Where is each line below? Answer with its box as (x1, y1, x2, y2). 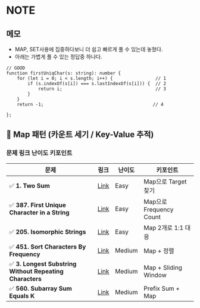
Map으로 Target (143, 177, 187, 185)
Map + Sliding (143, 263, 183, 272)
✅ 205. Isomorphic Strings (9, 228, 86, 236)
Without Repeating (9, 267, 64, 275)
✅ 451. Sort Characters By (9, 242, 86, 251)
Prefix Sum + (143, 284, 180, 293)
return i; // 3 (37, 86, 167, 92)
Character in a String (9, 208, 70, 216)
